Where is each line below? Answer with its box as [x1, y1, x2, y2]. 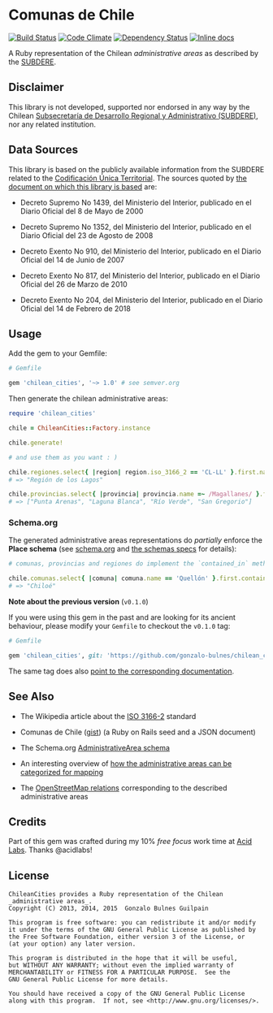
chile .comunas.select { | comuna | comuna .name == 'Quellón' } [8, 574, 217, 582]
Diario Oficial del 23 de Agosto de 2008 [19, 230, 154, 240]
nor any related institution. [8, 119, 96, 129]
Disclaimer [8, 80, 64, 94]
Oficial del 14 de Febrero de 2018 [19, 303, 132, 314]
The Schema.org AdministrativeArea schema [19, 742, 171, 752]
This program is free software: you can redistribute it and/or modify [8, 919, 256, 927]
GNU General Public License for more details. [8, 976, 169, 984]
